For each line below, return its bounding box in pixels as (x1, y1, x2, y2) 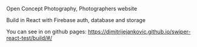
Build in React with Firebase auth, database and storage (6, 17, 146, 23)
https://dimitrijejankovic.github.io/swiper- (87, 28, 191, 35)
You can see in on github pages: (6, 28, 87, 35)
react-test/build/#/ (6, 35, 53, 41)
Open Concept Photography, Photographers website (6, 5, 138, 12)
